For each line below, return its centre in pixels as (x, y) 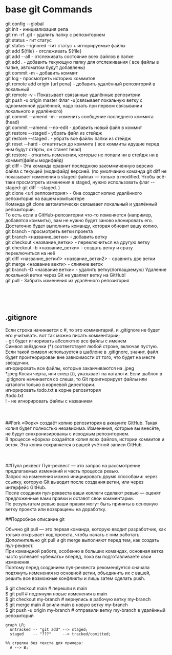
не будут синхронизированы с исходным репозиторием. (67, 433)
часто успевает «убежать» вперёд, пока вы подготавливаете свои (78, 556)
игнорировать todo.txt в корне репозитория (53, 390)
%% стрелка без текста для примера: (44, 643)
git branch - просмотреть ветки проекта (49, 231)
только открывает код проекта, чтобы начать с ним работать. (73, 534)
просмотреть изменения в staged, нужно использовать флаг (83, 182)
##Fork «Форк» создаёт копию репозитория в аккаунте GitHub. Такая (81, 423)
